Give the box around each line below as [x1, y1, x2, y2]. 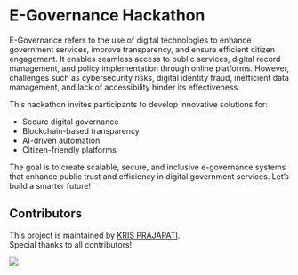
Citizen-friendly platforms [21, 144, 117, 155]
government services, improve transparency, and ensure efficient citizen [9, 43, 276, 54]
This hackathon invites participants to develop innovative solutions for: [9, 98, 269, 109]
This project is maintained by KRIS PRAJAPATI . [9, 230, 181, 240]
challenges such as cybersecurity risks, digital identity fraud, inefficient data [9, 72, 289, 82]
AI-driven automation [21, 135, 101, 145]
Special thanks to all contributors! [9, 239, 133, 249]
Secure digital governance [21, 116, 119, 127]
